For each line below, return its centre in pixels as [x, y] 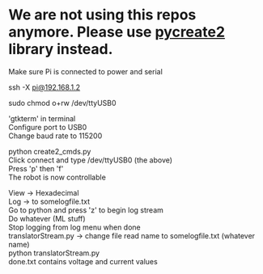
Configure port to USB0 [48, 127]
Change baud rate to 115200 [55, 136]
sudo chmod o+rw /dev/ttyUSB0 [62, 103]
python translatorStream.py [54, 253]
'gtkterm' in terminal [42, 118]
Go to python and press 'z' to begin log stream [86, 210]
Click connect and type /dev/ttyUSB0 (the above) [90, 160]
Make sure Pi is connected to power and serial [86, 71]
